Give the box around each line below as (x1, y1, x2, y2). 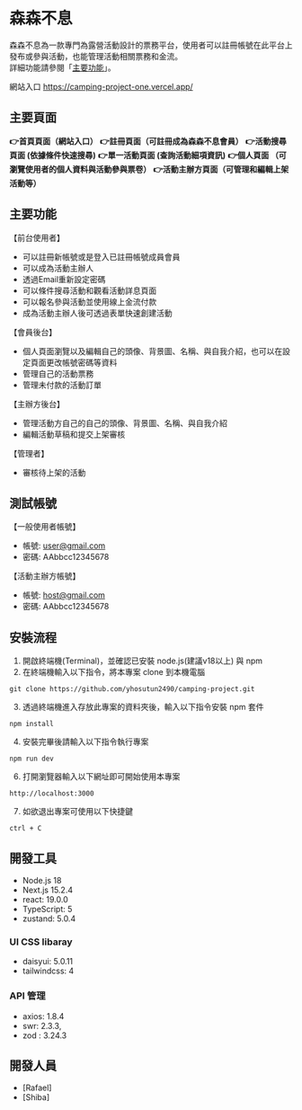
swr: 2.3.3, (22, 1020, 62, 1031)
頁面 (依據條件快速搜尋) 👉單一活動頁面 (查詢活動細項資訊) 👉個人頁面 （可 (9, 149, 288, 160)
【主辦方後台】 (9, 398, 65, 409)
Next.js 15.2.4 (22, 884, 74, 895)
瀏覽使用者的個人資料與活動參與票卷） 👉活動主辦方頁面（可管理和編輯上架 (9, 164, 289, 174)
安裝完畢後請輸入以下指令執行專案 (22, 736, 149, 747)
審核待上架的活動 (22, 466, 86, 477)
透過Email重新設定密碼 (22, 273, 106, 284)
